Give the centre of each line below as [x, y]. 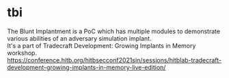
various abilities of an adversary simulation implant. [79, 38]
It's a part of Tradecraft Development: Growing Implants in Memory [102, 45]
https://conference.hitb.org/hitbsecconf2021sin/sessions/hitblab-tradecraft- [114, 60]
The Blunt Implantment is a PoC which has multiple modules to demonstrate [114, 31]
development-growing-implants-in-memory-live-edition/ [86, 67]
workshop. [22, 53]
